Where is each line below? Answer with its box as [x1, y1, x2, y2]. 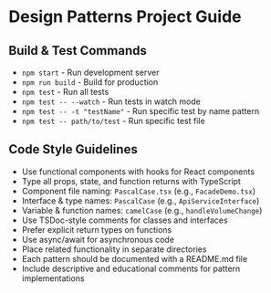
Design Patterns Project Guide [8, 6, 242, 27]
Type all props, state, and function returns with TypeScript [21, 175, 241, 186]
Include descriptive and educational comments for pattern [21, 263, 241, 274]
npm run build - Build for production [21, 77, 159, 88]
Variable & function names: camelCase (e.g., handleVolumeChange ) [21, 204, 263, 215]
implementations [21, 272, 85, 284]
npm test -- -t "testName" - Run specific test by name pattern [21, 106, 260, 116]
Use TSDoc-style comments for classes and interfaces [21, 215, 229, 225]
